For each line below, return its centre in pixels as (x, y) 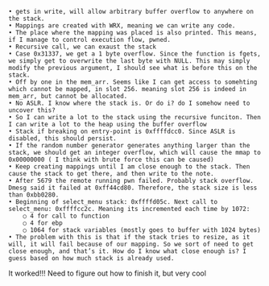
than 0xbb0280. (34, 195)
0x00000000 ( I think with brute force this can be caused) (112, 160)
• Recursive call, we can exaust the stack (83, 47)
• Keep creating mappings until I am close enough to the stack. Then (129, 167)
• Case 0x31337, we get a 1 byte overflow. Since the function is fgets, (135, 54)
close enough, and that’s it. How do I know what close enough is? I (128, 251)
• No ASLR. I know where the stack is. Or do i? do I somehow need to (129, 103)
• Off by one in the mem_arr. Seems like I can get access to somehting (133, 82)
